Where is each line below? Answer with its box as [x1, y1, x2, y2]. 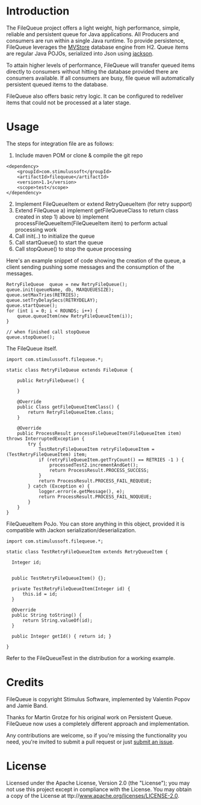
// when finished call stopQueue [6, 329, 90, 335]
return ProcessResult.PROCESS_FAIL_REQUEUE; [38, 478, 152, 484]
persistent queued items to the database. [6, 80, 108, 88]
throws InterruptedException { [6, 436, 85, 442]
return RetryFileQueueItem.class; [28, 409, 114, 415]
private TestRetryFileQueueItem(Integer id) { [11, 585, 131, 592]
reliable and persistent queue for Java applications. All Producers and [6, 30, 179, 37]
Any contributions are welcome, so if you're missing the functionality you [6, 731, 188, 739]
